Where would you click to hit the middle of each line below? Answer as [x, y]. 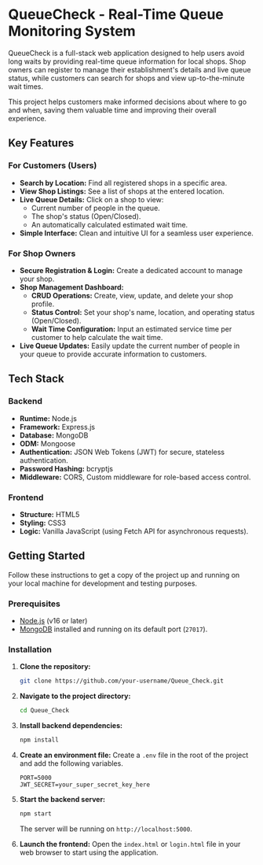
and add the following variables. [71, 763]
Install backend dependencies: [71, 726]
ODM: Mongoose [47, 443]
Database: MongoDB [54, 435]
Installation [30, 649]
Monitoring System [72, 31]
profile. [43, 304]
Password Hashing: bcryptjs [66, 468]
